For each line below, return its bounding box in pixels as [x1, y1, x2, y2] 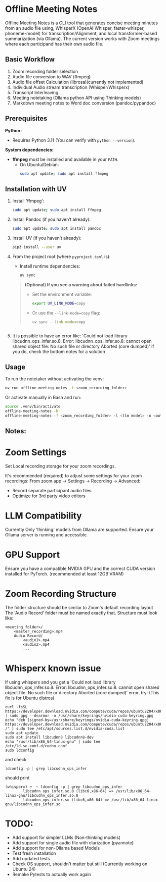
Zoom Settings [5, 447, 67, 458]
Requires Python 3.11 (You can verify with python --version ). [12, 137, 136, 143]
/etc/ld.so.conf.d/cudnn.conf [5, 743, 68, 748]
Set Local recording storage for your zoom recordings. [5, 463, 116, 469]
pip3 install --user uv [12, 245, 62, 250]
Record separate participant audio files [12, 488, 92, 494]
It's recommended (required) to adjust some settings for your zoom [5, 473, 142, 479]
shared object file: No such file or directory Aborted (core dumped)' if [12, 343, 154, 349]
